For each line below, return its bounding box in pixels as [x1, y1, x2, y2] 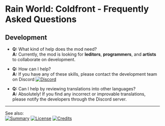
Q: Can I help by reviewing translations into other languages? [12, 86, 136, 91]
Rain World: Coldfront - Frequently [5, 3, 149, 15]
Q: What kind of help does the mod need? [12, 46, 97, 52]
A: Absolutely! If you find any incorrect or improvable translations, [12, 91, 146, 97]
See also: [5, 110, 24, 116]
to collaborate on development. [12, 57, 76, 62]
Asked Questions [5, 14, 77, 25]
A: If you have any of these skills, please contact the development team [12, 71, 157, 77]
